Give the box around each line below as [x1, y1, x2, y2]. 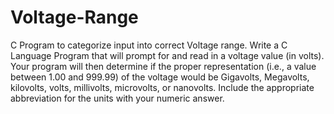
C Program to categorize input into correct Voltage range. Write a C [10, 39, 288, 51]
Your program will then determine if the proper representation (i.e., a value [10, 60, 317, 72]
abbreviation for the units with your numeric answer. [10, 92, 225, 104]
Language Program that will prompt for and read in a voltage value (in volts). [10, 49, 325, 61]
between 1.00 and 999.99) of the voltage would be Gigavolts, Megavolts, [10, 71, 310, 83]
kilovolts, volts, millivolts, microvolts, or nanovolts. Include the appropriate [10, 81, 315, 93]
